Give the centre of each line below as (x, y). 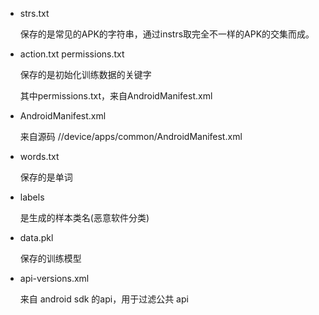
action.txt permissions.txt (72, 54)
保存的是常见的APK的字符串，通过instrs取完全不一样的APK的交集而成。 (167, 34)
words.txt (39, 156)
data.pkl (36, 237)
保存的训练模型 (50, 258)
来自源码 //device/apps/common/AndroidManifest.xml (131, 136)
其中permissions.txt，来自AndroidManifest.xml (116, 96)
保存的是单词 (46, 177)
